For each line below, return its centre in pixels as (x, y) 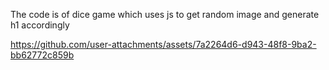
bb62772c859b (42, 55)
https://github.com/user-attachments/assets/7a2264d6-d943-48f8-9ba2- (163, 44)
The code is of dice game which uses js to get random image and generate (165, 14)
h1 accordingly (40, 25)
